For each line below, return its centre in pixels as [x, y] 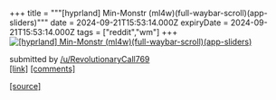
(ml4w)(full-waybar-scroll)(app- [209, 13]
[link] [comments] [43, 68]
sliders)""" [29, 23]
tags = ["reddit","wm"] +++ [127, 32]
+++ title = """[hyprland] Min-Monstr [78, 13]
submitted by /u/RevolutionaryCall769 [80, 59]
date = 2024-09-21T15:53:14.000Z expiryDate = [139, 23]
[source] [25, 86]
